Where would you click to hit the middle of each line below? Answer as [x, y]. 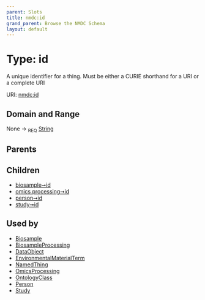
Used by [22, 224]
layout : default [27, 29]
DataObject [29, 251]
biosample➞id [33, 185]
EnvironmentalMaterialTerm [50, 258]
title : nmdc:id [26, 18]
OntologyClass [34, 277]
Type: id [28, 59]
